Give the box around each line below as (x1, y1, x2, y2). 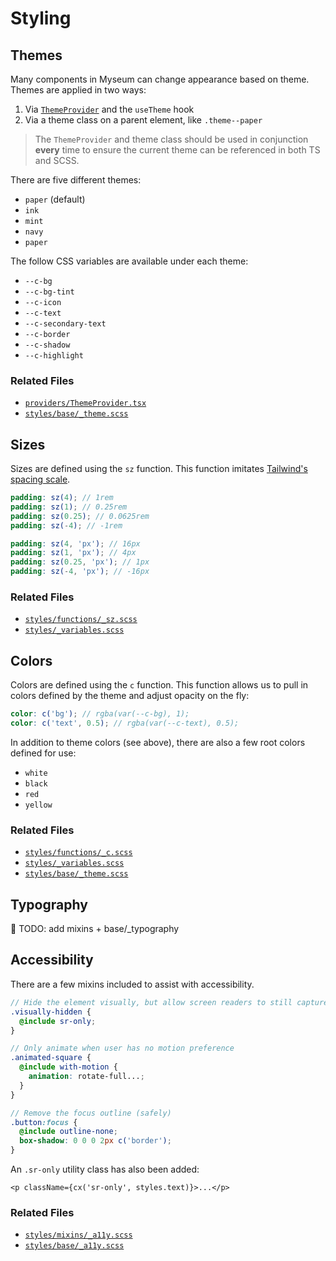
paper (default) (24, 193, 86, 205)
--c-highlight (24, 351, 84, 361)
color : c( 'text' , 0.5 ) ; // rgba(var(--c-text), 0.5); (10, 718, 240, 729)
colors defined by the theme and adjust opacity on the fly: (10, 690, 250, 702)
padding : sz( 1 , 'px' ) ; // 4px (10, 548, 137, 558)
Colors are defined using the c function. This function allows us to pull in (10, 679, 309, 691)
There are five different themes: (10, 174, 142, 186)
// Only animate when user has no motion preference (10, 1043, 235, 1054)
